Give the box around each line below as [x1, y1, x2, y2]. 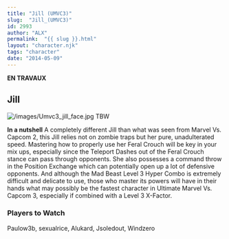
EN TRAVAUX [7, 74, 47, 82]
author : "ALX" [7, 29, 48, 37]
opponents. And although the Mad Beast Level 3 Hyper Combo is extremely [7, 169, 221, 178]
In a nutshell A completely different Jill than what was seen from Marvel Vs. [7, 125, 222, 134]
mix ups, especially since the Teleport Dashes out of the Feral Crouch [7, 147, 204, 156]
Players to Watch [7, 208, 65, 218]
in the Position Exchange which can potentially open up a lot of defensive [7, 162, 215, 170]
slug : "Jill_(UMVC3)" [7, 17, 72, 23]
